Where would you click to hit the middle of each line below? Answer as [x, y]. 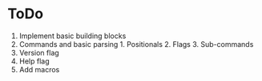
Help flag [34, 61]
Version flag [39, 52]
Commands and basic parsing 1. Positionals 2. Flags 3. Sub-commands [136, 44]
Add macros [39, 69]
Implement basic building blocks [73, 36]
